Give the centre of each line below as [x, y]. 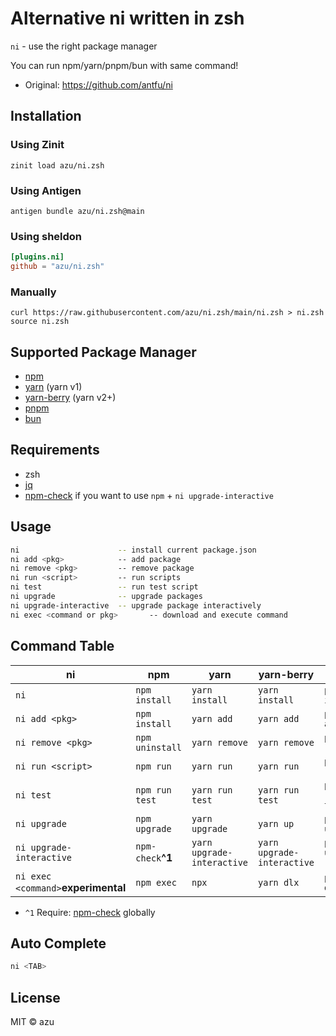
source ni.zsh [40, 322]
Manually [33, 292]
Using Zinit [37, 145]
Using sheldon [46, 236]
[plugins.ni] [37, 257]
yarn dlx [279, 882]
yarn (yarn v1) [53, 387]
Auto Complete [58, 943]
